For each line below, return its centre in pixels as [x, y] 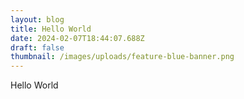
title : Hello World [51, 29]
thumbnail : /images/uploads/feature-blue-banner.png [122, 57]
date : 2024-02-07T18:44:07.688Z [77, 38]
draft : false [37, 47]
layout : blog [37, 19]
